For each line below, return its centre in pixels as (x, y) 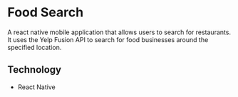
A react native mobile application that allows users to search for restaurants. (119, 32)
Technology (35, 70)
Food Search (46, 12)
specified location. (35, 47)
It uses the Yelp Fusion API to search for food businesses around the (108, 39)
